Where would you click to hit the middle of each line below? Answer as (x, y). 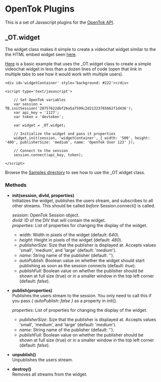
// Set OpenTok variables (40, 100)
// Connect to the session (41, 151)
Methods (16, 185)
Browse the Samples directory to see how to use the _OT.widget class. (75, 172)
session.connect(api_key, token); (48, 155)
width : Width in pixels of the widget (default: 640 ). (69, 235)
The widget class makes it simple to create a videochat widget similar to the (80, 49)
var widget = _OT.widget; (40, 125)
